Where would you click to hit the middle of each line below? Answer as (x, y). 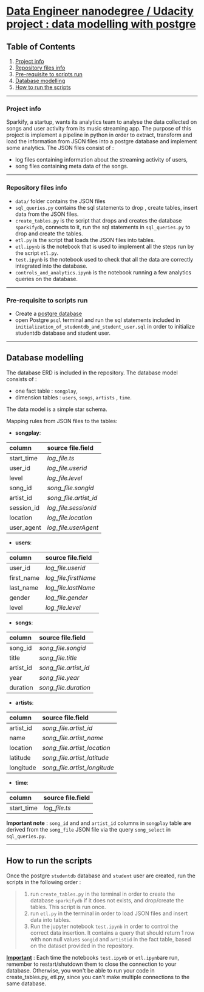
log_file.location (70, 518)
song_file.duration (65, 687)
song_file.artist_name (73, 738)
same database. (26, 983)
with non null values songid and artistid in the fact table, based (110, 939)
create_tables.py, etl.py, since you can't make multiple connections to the (98, 977)
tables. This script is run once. (68, 907)
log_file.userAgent (73, 527)
